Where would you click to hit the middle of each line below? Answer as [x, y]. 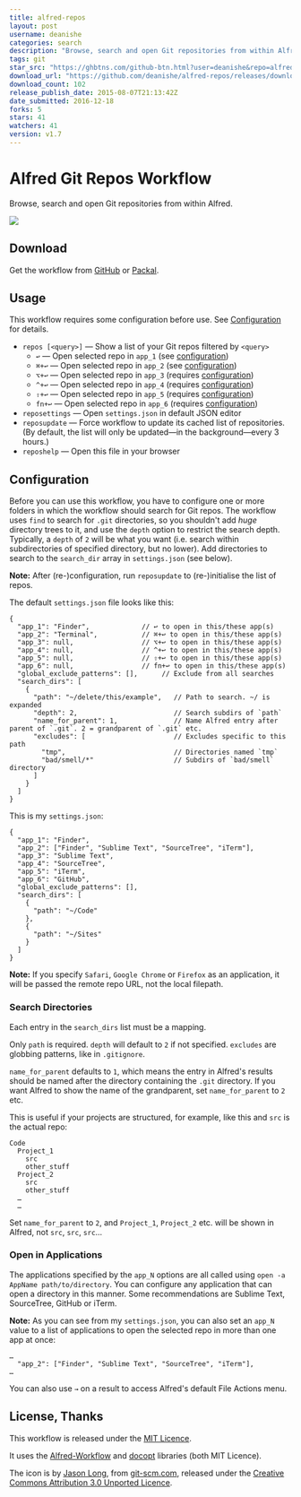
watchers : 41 [34, 126]
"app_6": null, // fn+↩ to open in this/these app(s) [152, 666]
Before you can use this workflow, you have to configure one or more [137, 501]
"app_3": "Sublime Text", [66, 856]
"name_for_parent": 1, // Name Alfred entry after [155, 721]
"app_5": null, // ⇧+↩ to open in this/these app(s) [150, 658]
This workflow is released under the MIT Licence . [101, 1438]
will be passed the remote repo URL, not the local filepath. [116, 984]
